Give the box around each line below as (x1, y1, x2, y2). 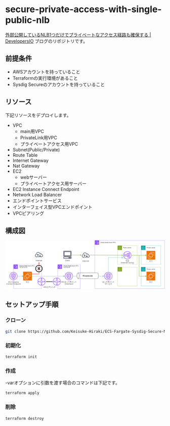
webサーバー (20, 174, 47, 180)
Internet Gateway (12, 157, 49, 163)
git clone (5, 329, 26, 334)
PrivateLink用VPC (20, 134, 57, 140)
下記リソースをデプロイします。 (5, 112, 71, 118)
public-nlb (5, 14, 50, 26)
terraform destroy (5, 416, 44, 421)
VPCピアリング (12, 210, 45, 216)
